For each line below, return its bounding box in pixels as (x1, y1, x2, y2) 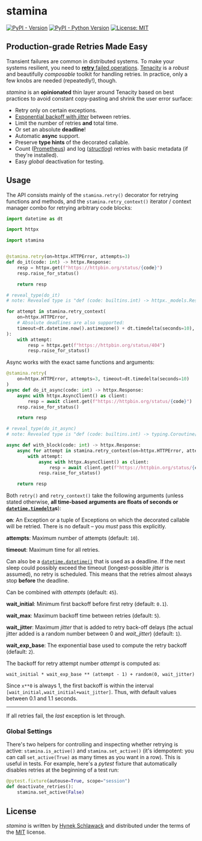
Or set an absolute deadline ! (14, 125, 86, 133)
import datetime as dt (6, 216, 63, 222)
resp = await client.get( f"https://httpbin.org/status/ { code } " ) (28, 398, 192, 404)
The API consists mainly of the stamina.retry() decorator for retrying (6, 191, 179, 198)
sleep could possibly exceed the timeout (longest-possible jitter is (6, 564, 170, 572)
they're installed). (14, 151, 58, 158)
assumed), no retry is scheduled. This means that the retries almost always (6, 571, 192, 578)
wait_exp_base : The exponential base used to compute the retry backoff (6, 642, 188, 649)
